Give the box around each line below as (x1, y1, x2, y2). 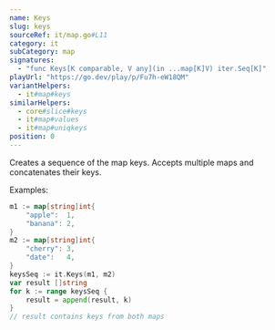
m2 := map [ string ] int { (9, 236, 96, 245)
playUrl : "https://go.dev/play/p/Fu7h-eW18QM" (9, 73, 189, 82)
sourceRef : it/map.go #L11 (9, 30, 107, 39)
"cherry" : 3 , (25, 244, 76, 253)
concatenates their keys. (9, 166, 102, 178)
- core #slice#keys (17, 107, 88, 116)
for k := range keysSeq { (9, 286, 107, 296)
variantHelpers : (9, 81, 71, 90)
